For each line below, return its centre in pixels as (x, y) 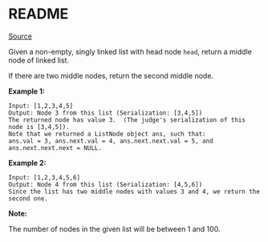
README (39, 14)
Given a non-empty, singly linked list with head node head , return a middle (130, 51)
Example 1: (27, 91)
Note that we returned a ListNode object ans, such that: (107, 134)
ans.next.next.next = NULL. (55, 148)
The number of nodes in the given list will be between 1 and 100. (114, 228)
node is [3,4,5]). (39, 127)
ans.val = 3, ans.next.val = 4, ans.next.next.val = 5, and (111, 141)
